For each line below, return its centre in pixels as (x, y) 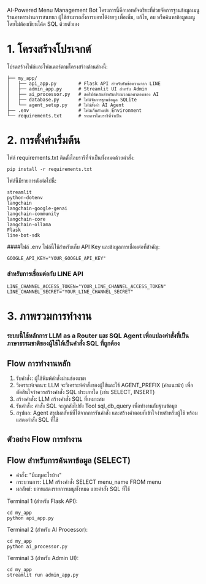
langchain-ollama (29, 224)
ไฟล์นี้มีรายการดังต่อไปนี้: (32, 180)
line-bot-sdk (24, 235)
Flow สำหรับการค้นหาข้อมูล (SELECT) (69, 460)
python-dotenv (25, 197)
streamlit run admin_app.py (43, 575)
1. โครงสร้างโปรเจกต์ (49, 49)
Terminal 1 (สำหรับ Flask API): (43, 501)
